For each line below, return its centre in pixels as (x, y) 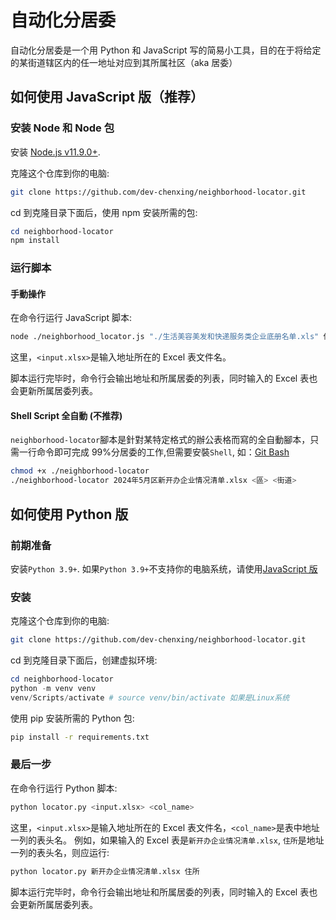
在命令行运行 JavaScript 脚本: (71, 318)
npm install (35, 241)
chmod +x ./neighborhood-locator (80, 471)
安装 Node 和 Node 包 (62, 128)
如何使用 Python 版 (69, 514)
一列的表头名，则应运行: (60, 852)
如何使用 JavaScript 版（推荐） (107, 97)
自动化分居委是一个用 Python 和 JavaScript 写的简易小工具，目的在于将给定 (166, 50)
